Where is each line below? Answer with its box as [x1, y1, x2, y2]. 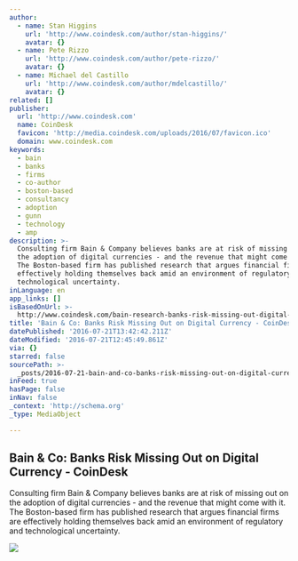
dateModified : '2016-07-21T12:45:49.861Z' [9, 335, 169, 344]
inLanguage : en [9, 285, 66, 294]
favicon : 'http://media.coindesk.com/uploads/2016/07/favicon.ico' [17, 129, 272, 138]
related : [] [9, 95, 53, 105]
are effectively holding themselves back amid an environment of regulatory [9, 517, 284, 527]
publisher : [9, 104, 50, 113]
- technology [17, 220, 66, 228]
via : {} [9, 343, 38, 352]
